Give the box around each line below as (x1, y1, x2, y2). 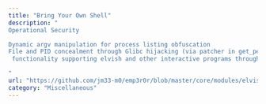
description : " (8, 19, 59, 27)
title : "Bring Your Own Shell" (8, 11, 112, 20)
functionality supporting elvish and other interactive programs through (11, 55, 260, 63)
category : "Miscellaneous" (8, 84, 97, 91)
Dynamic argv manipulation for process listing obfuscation (8, 40, 211, 48)
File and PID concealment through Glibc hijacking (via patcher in (8, 48, 236, 56)
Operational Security (8, 26, 80, 34)
